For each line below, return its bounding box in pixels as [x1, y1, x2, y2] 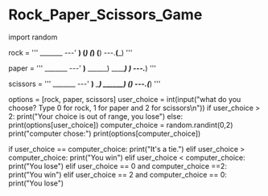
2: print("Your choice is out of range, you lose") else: [8, 111, 183, 121]
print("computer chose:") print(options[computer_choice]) [8, 129, 201, 138]
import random [8, 32, 58, 42]
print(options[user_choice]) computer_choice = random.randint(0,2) [8, 120, 233, 129]
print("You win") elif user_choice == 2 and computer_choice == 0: [8, 169, 228, 179]
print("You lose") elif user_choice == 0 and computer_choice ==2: [8, 161, 228, 170]
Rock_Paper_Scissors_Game [8, 6, 203, 24]
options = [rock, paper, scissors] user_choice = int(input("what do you [8, 94, 241, 104]
